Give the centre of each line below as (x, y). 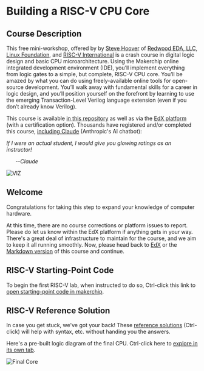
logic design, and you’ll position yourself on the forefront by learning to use (100, 94)
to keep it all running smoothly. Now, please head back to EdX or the (92, 244)
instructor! (19, 150)
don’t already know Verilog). (42, 107)
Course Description (44, 34)
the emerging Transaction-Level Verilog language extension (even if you (97, 100)
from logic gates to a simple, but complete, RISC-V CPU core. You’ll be (95, 74)
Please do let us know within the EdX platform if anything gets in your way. (100, 231)
